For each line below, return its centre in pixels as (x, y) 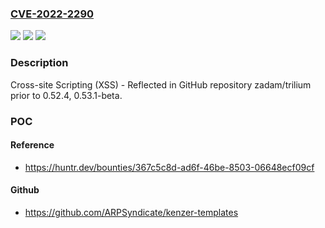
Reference (32, 145)
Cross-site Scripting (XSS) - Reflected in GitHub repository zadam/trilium (161, 84)
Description (39, 63)
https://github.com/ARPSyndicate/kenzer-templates (131, 212)
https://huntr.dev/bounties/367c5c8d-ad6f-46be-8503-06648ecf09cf (169, 167)
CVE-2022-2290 (52, 14)
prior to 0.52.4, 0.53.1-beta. (66, 95)
